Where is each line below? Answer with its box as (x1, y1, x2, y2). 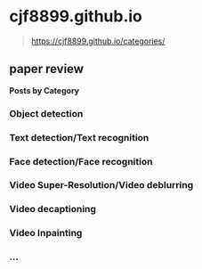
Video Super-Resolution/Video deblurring (9, 179, 194, 192)
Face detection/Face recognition (9, 155, 153, 167)
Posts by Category (9, 85, 80, 95)
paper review (9, 61, 85, 77)
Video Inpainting (9, 227, 83, 240)
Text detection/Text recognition (9, 131, 149, 143)
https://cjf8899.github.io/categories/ (30, 36, 166, 46)
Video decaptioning (9, 203, 96, 216)
